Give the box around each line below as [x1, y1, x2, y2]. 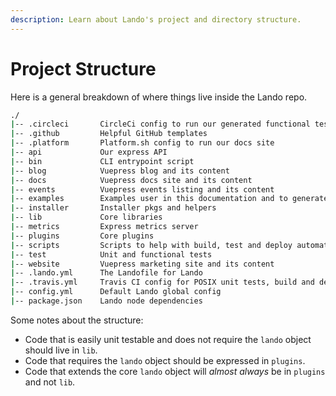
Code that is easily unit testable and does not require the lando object [24, 333, 312, 345]
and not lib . [24, 376, 76, 388]
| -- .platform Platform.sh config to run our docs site [10, 138, 275, 148]
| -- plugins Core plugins [10, 231, 155, 241]
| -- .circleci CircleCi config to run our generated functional [10, 119, 311, 130]
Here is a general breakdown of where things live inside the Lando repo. [10, 91, 308, 103]
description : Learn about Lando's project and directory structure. [10, 14, 302, 25]
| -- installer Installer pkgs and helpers [10, 203, 217, 213]
